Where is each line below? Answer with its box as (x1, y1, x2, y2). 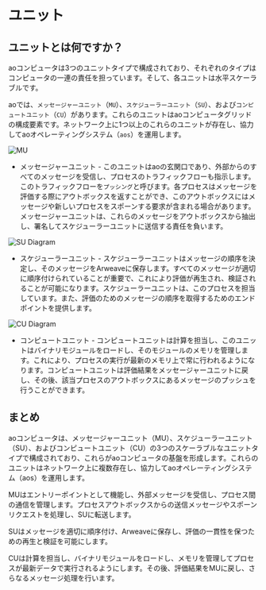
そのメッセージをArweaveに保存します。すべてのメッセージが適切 (40, 264, 256, 273)
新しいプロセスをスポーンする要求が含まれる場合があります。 (54, 202, 256, 210)
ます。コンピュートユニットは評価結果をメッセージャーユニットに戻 (26, 365, 249, 375)
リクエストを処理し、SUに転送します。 (8, 509, 136, 519)
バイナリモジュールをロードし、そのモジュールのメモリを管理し (33, 345, 242, 355)
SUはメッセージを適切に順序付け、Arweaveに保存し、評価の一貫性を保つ (8, 526, 249, 536)
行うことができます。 (19, 385, 90, 395)
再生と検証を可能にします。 (21, 536, 113, 546)
